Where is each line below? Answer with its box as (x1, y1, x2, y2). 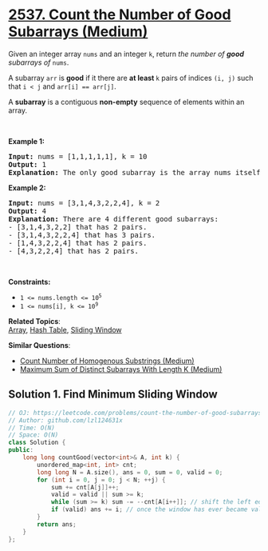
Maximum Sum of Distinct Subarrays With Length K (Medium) (19, 364, 223, 373)
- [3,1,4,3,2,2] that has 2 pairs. (8, 222, 148, 231)
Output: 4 (8, 206, 46, 215)
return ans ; (37, 520, 77, 529)
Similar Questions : (8, 340, 71, 349)
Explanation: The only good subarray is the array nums (8, 168, 231, 177)
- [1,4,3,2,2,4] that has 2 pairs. (8, 238, 148, 247)
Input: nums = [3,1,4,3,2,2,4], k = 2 (8, 198, 160, 207)
